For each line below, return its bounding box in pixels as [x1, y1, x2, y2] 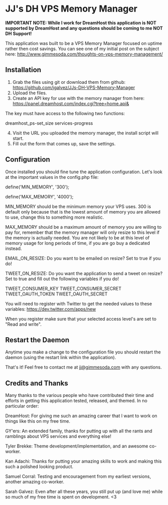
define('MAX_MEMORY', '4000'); [5, 193, 74, 199]
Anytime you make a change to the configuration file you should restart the [5, 349, 161, 355]
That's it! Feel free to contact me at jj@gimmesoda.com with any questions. [5, 364, 162, 370]
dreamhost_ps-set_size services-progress [5, 120, 93, 126]
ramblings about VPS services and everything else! [5, 433, 111, 439]
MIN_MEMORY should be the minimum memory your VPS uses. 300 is [5, 203, 151, 210]
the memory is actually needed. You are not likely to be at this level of [5, 234, 150, 240]
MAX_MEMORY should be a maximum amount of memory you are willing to [5, 224, 162, 230]
